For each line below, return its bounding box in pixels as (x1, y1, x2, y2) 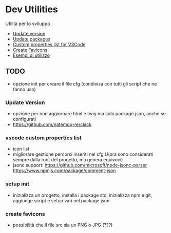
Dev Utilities (5, 4, 58, 15)
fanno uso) (12, 86, 36, 92)
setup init (5, 180, 30, 187)
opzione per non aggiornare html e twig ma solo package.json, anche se (12, 111, 166, 117)
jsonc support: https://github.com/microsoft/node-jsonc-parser (12, 162, 147, 168)
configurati (12, 116, 36, 122)
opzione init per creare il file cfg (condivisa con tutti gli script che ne (12, 80, 157, 87)
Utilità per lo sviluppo (5, 20, 50, 27)
